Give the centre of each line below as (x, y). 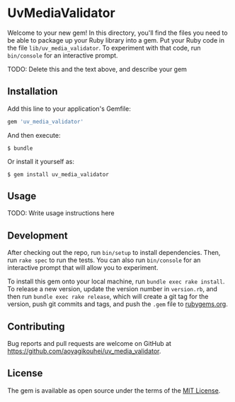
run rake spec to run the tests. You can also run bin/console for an (104, 260)
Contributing (36, 326)
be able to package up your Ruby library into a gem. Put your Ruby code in (116, 40)
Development (38, 235)
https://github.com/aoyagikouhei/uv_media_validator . (84, 351)
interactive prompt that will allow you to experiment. (83, 268)
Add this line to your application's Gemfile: (69, 109)
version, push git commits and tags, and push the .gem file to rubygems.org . (118, 304)
